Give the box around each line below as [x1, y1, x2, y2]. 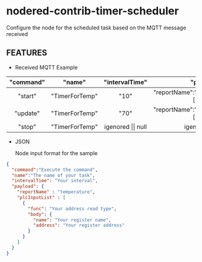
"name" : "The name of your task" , [11, 172, 96, 178]
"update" [14, 109, 40, 118]
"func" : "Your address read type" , [28, 206, 117, 212]
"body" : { [28, 211, 52, 217]
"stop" [17, 122, 37, 131]
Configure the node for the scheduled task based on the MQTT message [6, 24, 186, 31]
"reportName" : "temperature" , [17, 189, 96, 195]
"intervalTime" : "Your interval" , [11, 178, 98, 184]
